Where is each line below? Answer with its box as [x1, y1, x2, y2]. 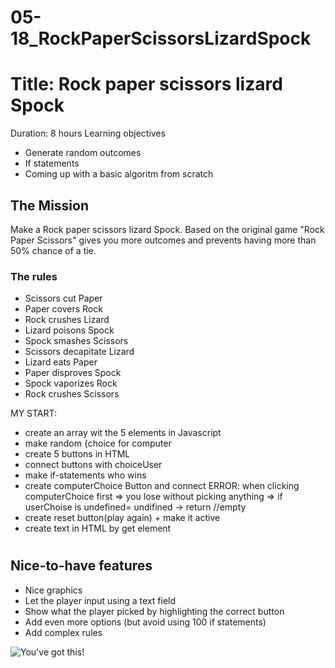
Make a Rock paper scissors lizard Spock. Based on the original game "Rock [10, 223, 325, 235]
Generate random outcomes [24, 147, 142, 159]
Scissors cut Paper [24, 292, 103, 305]
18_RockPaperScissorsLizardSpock [10, 27, 312, 50]
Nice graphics [24, 584, 83, 596]
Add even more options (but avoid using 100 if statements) [24, 616, 267, 628]
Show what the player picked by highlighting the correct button [24, 605, 285, 617]
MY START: [10, 407, 58, 420]
